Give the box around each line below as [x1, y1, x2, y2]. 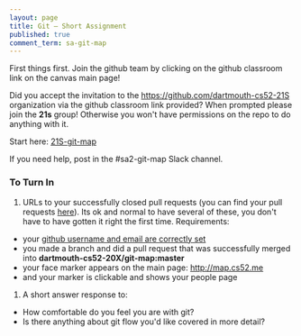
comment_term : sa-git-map [9, 38, 106, 48]
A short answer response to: [22, 289, 128, 300]
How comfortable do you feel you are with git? [22, 306, 195, 317]
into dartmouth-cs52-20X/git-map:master [22, 252, 185, 263]
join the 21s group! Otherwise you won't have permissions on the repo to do [9, 109, 291, 120]
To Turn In [9, 177, 55, 189]
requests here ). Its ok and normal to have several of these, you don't [22, 206, 277, 217]
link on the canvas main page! [9, 73, 121, 84]
